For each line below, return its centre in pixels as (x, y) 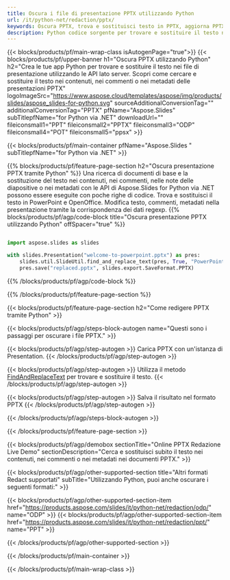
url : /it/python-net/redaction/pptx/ (61, 20)
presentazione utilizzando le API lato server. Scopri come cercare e (102, 74)
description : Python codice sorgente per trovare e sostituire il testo (113, 33)
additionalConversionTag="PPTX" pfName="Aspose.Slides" (91, 110)
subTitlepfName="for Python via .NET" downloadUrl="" (85, 118)
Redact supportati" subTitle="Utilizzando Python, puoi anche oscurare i (108, 479)
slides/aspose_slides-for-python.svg (59, 103)
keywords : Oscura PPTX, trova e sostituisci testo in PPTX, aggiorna (108, 26)
